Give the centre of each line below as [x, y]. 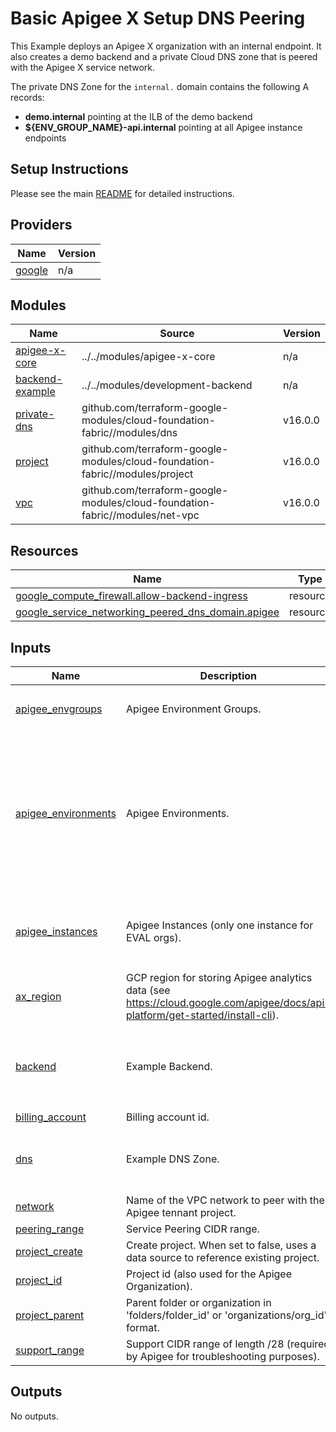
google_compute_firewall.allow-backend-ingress [131, 596]
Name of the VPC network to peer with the [225, 1200]
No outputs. [34, 1416]
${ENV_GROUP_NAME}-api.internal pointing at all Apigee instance [163, 127]
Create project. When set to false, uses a [221, 1245]
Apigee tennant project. [181, 1212]
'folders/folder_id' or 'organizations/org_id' [226, 1315]
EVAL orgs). [153, 937]
